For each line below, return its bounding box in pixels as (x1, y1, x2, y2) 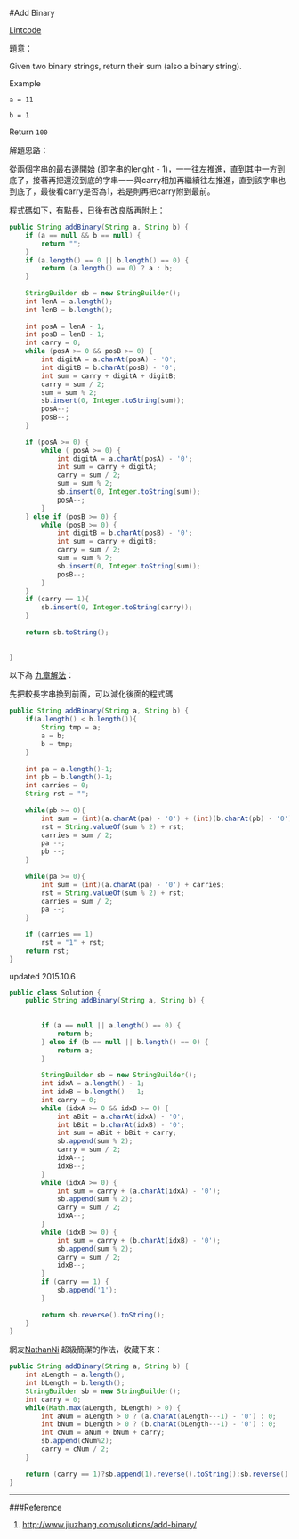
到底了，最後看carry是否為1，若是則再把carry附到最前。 (9, 186, 215, 197)
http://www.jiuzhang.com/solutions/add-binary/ (21, 1519, 198, 1530)
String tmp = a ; (41, 723, 101, 732)
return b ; (56, 1029, 93, 1038)
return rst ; (25, 947, 69, 955)
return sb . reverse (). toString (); (41, 1310, 166, 1319)
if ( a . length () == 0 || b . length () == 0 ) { (25, 255, 190, 265)
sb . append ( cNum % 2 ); (41, 1437, 114, 1446)
